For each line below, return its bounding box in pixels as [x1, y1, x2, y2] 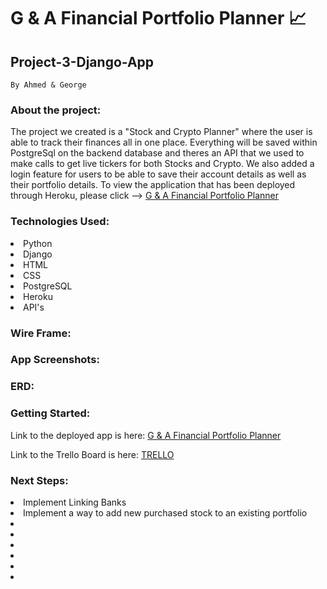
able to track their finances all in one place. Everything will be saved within [10, 136, 318, 149]
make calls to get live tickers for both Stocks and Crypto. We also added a [10, 158, 315, 170]
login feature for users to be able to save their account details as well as [10, 168, 307, 180]
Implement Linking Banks [23, 496, 127, 508]
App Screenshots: [10, 353, 100, 367]
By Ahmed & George [10, 80, 87, 90]
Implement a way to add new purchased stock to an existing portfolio [23, 506, 308, 519]
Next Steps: [10, 473, 69, 487]
